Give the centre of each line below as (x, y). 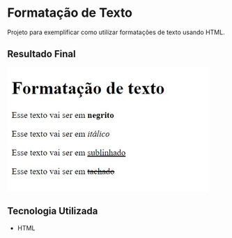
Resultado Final (41, 54)
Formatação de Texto (70, 13)
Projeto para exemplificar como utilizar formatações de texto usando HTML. (116, 32)
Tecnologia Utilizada (53, 211)
